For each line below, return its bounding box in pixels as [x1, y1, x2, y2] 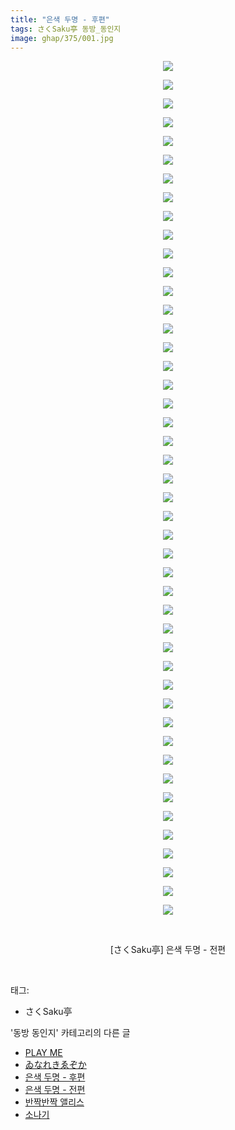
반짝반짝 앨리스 [24, 1096, 85, 1108]
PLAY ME [24, 1047, 63, 1059]
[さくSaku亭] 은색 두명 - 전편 [109, 944, 227, 956]
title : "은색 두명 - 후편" [10, 14, 110, 25]
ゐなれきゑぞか [24, 1059, 87, 1071]
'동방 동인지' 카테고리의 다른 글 [10, 1027, 131, 1039]
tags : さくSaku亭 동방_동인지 [10, 24, 122, 34]
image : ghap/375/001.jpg [10, 33, 114, 43]
